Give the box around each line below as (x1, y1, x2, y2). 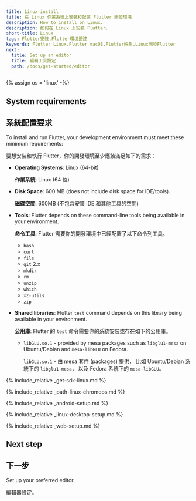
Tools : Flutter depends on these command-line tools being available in (14, 211, 185, 218)
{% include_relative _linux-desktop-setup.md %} (6, 411, 123, 418)
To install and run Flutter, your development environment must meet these (6, 133, 184, 141)
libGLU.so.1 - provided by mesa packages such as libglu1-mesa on (23, 339, 187, 347)
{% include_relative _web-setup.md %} (6, 422, 101, 429)
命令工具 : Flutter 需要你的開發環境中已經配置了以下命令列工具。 (14, 230, 169, 237)
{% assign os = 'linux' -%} (6, 79, 70, 86)
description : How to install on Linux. (6, 19, 104, 25)
